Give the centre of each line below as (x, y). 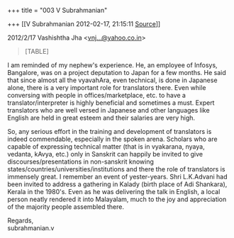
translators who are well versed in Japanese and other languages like (109, 110)
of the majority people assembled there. (66, 207)
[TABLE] (37, 51)
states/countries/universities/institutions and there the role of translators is (116, 169)
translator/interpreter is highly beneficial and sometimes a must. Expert (111, 103)
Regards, (21, 220)
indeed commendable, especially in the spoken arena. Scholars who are (112, 139)
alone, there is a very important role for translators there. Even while (107, 87)
